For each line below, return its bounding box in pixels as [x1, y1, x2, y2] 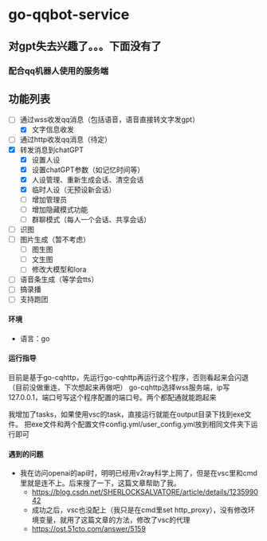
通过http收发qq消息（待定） [19, 135, 112, 144]
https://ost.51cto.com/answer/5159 [31, 524, 146, 534]
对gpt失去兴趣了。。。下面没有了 [8, 39, 162, 53]
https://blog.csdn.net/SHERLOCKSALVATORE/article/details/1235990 [31, 488, 259, 497]
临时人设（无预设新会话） [31, 185, 116, 194]
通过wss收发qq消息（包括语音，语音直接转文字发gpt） [19, 115, 199, 124]
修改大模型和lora [31, 265, 87, 274]
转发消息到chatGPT [19, 145, 84, 155]
